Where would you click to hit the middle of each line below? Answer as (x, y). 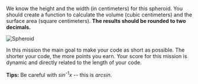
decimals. (19, 27)
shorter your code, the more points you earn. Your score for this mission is (97, 56)
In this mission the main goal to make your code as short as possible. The (95, 50)
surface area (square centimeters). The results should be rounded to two (96, 21)
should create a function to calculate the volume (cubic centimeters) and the (99, 15)
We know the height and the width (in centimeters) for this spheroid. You (95, 9)
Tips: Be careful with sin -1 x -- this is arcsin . (59, 74)
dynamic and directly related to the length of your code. (74, 62)
